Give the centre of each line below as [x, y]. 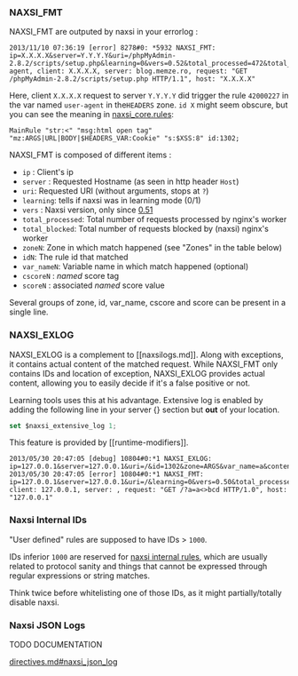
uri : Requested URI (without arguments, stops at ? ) [115, 191]
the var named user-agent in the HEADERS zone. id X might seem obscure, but [149, 105]
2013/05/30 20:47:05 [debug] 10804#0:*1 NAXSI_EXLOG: [111, 459]
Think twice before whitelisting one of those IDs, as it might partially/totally [145, 592]
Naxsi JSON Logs [47, 625]
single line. [29, 312]
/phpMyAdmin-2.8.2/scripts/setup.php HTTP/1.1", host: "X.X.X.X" [132, 79]
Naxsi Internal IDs [48, 520]
